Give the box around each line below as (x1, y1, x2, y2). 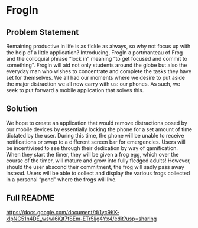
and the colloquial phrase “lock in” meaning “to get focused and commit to (6, 56, 188, 62)
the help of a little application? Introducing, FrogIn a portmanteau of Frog (6, 49, 183, 56)
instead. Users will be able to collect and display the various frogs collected (6, 170, 190, 177)
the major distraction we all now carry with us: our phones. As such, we (6, 80, 180, 87)
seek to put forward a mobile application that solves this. (6, 87, 144, 93)
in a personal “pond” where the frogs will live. (6, 175, 117, 183)
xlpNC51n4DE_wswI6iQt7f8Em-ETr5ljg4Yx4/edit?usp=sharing (6, 215, 157, 222)
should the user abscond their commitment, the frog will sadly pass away (6, 163, 184, 170)
